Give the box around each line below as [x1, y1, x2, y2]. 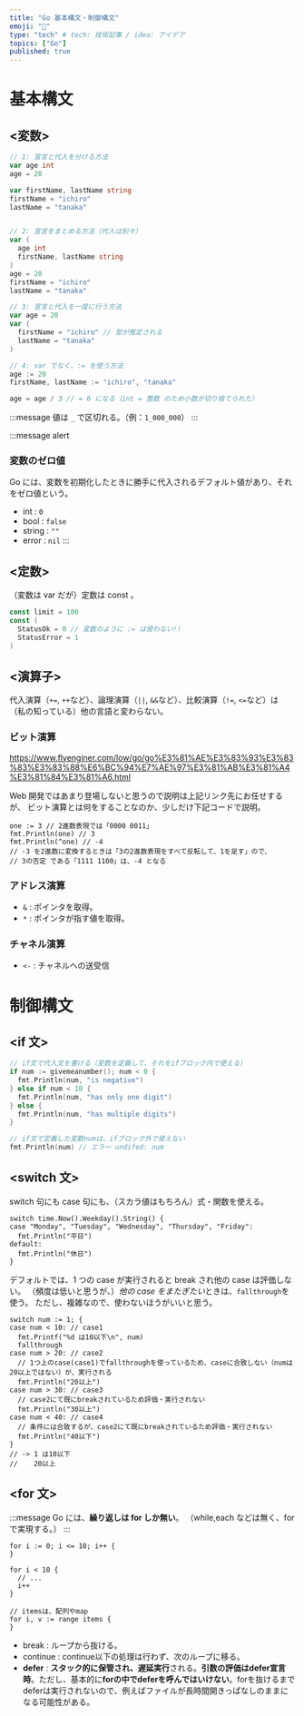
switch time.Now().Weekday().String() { [9, 1214, 165, 1223]
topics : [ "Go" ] [9, 38, 67, 48]
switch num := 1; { [9, 1315, 83, 1324]
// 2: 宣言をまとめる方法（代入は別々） [9, 227, 142, 236]
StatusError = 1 [17, 633, 79, 642]
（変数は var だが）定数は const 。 [9, 589, 139, 600]
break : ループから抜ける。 [22, 1640, 123, 1651]
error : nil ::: [22, 535, 70, 546]
